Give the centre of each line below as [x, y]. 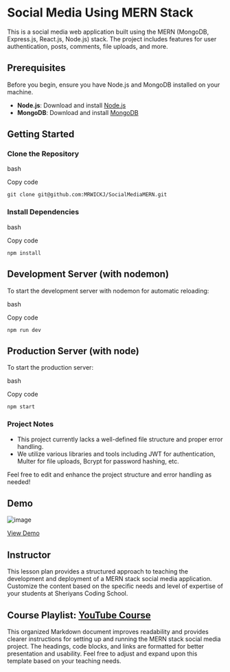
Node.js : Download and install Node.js [71, 105]
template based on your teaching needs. [64, 661]
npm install [24, 253]
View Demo [23, 533]
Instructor [29, 555]
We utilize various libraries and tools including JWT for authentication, [116, 454]
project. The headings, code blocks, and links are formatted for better [106, 647]
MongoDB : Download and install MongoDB [78, 112]
